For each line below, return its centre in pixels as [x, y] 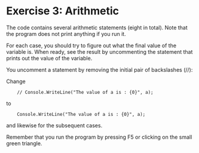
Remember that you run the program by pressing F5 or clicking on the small [99, 137]
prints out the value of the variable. [49, 58]
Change [16, 81]
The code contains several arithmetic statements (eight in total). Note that [97, 27]
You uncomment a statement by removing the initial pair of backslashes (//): [99, 69]
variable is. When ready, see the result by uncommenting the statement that [99, 51]
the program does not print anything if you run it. [66, 33]
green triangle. [24, 143]
